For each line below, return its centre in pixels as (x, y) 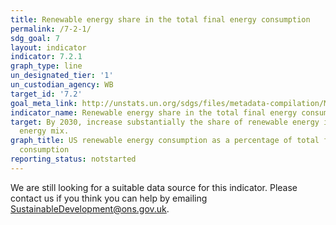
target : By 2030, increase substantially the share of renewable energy (165, 122)
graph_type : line (46, 66)
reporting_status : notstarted (73, 159)
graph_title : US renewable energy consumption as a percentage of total (165, 141)
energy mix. (44, 131)
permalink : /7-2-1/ (51, 29)
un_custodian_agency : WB (62, 85)
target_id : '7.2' (46, 94)
